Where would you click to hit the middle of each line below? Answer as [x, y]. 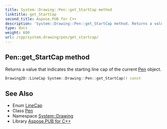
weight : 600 [17, 33]
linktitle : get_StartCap [31, 14]
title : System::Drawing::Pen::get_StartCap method [59, 10]
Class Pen [23, 111]
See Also [19, 94]
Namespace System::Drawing [43, 116]
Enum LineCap [27, 106]
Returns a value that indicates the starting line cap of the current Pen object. [83, 69]
